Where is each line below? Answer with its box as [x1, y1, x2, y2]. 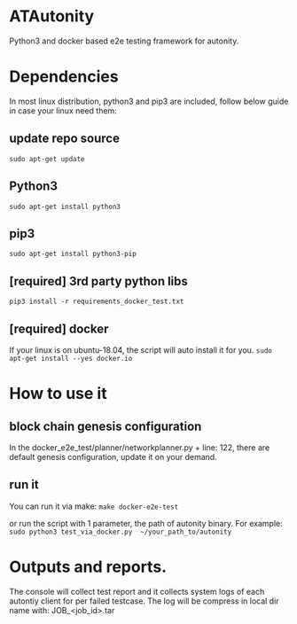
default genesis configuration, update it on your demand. [9, 451, 217, 462]
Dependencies [9, 66, 119, 87]
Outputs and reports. [9, 557, 167, 577]
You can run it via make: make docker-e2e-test [9, 501, 179, 511]
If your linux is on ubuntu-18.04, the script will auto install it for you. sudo [9, 344, 272, 355]
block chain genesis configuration [9, 418, 202, 433]
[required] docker [9, 321, 109, 336]
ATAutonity [9, 6, 95, 27]
